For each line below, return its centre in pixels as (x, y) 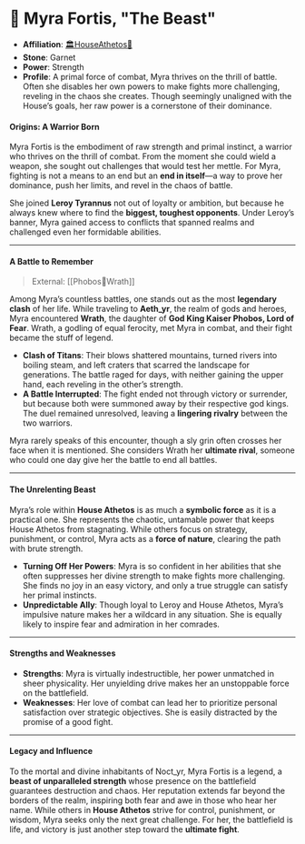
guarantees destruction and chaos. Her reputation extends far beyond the (148, 790)
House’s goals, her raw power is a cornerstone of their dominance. (147, 105)
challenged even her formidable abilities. (85, 232)
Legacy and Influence (51, 751)
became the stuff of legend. (61, 338)
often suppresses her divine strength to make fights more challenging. (154, 576)
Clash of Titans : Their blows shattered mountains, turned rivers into (150, 356)
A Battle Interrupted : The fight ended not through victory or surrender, (155, 394)
